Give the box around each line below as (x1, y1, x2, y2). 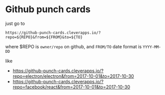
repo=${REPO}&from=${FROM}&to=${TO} (5, 35, 83, 40)
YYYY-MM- (143, 44, 161, 49)
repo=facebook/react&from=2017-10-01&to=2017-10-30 (12, 84, 130, 90)
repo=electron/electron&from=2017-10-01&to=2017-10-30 (12, 73, 135, 79)
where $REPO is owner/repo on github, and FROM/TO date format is (5, 43, 142, 49)
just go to (5, 20, 25, 26)
